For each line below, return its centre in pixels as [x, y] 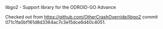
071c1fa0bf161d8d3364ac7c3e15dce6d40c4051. [55, 22]
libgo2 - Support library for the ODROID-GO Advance [61, 7]
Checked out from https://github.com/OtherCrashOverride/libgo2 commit [81, 17]
